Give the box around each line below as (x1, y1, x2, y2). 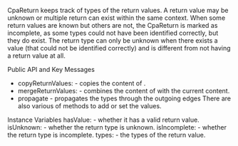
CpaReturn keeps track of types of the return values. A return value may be (7, 6, 229, 14)
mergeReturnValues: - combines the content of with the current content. (17, 87, 230, 95)
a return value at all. (7, 51, 66, 60)
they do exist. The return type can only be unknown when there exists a (7, 36, 219, 45)
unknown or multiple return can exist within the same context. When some (7, 14, 226, 22)
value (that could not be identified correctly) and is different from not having (7, 44, 231, 52)
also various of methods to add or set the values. (17, 102, 162, 110)
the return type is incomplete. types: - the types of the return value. (7, 131, 206, 139)
